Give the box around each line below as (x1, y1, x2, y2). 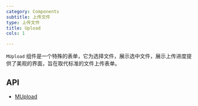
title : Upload (6, 25, 41, 31)
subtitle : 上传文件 (6, 14, 51, 20)
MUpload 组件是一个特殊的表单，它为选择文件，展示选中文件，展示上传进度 (6, 52, 187, 59)
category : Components (6, 8, 60, 15)
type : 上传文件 (6, 19, 40, 25)
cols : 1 (6, 31, 25, 37)
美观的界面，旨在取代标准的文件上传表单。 (16, 60, 120, 67)
